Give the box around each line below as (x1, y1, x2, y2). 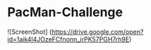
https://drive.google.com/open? (52, 27, 144, 36)
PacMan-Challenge (7, 4, 123, 20)
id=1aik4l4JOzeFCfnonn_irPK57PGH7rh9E (7, 35, 130, 43)
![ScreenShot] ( (7, 27, 52, 36)
